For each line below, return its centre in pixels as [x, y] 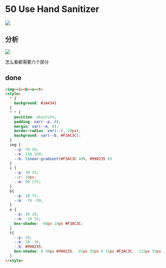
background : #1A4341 [35, 103]
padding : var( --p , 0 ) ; [38, 122]
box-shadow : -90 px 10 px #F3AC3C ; [49, 223]
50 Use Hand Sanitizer [52, 9]
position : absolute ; [35, 117]
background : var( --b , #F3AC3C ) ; [47, 135]
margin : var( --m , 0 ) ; [36, 126]
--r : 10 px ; [25, 177]
